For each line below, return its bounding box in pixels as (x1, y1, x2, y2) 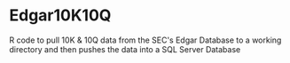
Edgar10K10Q (9, 5, 112, 26)
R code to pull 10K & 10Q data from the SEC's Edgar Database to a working (9, 35, 282, 45)
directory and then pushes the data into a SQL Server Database (9, 43, 241, 54)
